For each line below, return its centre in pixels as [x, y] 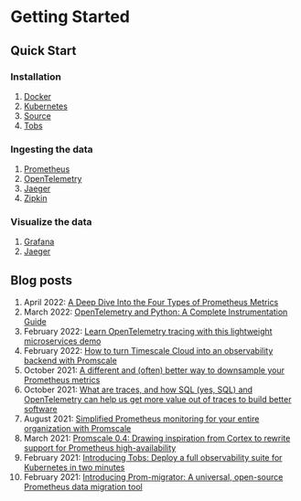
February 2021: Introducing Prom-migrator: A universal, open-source [153, 477]
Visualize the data [51, 222]
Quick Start [43, 51]
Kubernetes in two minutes [74, 467]
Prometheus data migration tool [83, 487]
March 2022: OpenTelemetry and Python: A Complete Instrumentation [156, 312]
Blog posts [41, 280]
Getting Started [70, 17]
